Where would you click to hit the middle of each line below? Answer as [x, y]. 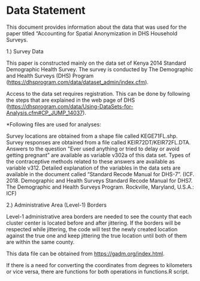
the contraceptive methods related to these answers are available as [90, 161]
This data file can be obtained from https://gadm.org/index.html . [85, 253]
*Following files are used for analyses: [54, 124]
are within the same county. [40, 242]
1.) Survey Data [25, 51]
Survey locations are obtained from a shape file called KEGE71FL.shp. [92, 136]
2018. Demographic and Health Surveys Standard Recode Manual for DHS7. [99, 180]
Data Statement [46, 10]
